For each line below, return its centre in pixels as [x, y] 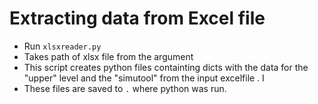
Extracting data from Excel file [137, 18]
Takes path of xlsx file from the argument [108, 56]
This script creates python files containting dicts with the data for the [166, 67]
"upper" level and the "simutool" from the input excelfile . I [144, 78]
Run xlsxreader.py [62, 46]
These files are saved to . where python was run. [125, 88]
